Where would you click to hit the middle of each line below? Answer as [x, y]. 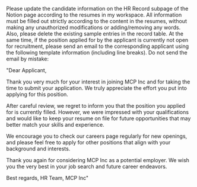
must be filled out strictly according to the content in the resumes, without [96, 21]
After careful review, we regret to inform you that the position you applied [96, 106]
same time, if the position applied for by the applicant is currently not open [97, 40]
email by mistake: [28, 59]
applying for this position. [37, 94]
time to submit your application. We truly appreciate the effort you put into [96, 88]
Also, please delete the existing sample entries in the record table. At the [95, 34]
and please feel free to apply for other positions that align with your [88, 142]
